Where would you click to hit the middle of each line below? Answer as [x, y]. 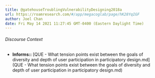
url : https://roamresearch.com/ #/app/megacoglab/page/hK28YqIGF [72, 14]
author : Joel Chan [24, 19]
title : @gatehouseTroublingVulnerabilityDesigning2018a [63, 10]
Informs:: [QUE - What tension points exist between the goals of [78, 54]
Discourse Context [24, 39]
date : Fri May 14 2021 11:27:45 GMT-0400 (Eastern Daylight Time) [75, 23]
